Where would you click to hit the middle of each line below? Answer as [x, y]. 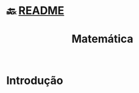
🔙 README [35, 11]
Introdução [35, 81]
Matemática [102, 39]
